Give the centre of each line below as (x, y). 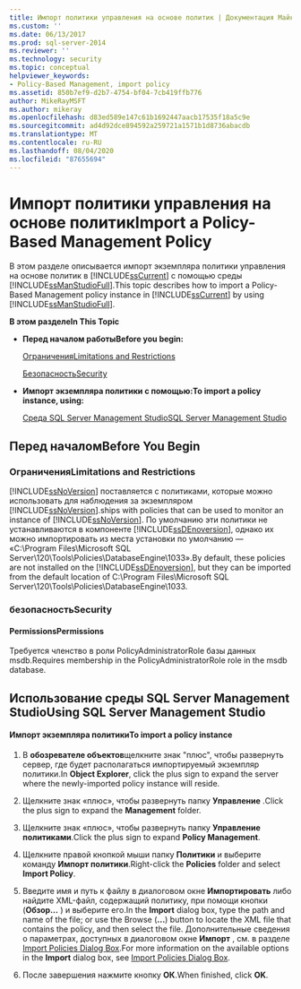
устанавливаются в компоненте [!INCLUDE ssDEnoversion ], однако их (142, 529)
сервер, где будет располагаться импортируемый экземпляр (141, 764)
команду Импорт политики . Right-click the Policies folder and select (151, 864)
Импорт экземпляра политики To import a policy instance (121, 735)
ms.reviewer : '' (39, 51)
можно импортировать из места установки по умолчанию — (126, 539)
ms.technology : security (56, 59)
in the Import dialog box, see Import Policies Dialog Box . (126, 957)
